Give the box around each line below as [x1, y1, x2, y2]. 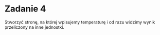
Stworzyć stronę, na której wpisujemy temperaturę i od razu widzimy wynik [4, 19, 155, 25]
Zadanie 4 [4, 3, 47, 14]
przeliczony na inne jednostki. [4, 24, 64, 30]
